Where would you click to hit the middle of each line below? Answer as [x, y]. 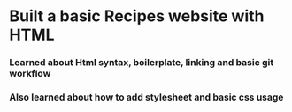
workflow [30, 74]
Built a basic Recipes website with [137, 16]
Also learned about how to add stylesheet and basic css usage [146, 97]
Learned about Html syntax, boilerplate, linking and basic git [142, 63]
